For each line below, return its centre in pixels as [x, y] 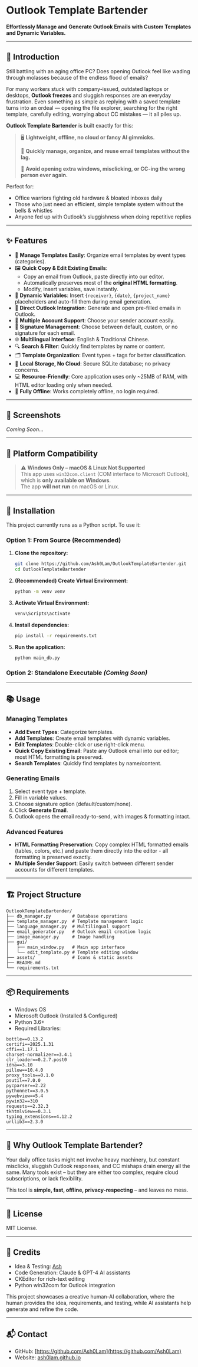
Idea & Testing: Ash [38, 1267]
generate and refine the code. [42, 1309]
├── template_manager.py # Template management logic [75, 921]
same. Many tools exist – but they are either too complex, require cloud [92, 1172]
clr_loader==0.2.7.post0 [37, 1060]
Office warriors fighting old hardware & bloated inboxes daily [88, 198]
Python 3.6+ [30, 1022]
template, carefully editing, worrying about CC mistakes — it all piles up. [94, 114]
